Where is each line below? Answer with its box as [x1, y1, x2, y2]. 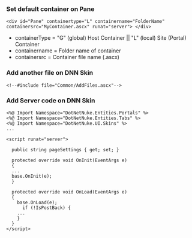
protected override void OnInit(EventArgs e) [11, 157, 128, 163]
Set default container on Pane [6, 5, 95, 13]
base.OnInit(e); [11, 173, 52, 179]
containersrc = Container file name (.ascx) [14, 54, 120, 61]
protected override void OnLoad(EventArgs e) [11, 189, 128, 195]
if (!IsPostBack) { [22, 204, 71, 211]
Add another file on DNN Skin [6, 69, 94, 77]
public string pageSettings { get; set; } [11, 146, 119, 152]
